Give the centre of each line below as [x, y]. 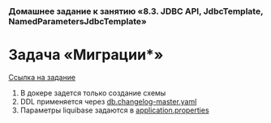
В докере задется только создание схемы [93, 93]
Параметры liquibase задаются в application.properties [114, 110]
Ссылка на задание [42, 77]
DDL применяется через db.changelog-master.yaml [108, 101]
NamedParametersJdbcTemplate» [78, 21]
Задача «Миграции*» [86, 55]
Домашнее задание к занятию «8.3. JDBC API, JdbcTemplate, [136, 11]
